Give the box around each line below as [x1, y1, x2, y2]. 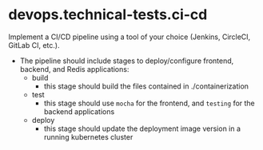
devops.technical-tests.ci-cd [8, 6, 208, 24]
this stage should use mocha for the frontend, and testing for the [43, 98, 256, 108]
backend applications [43, 106, 115, 116]
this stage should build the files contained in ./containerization [43, 81, 249, 91]
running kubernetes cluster [43, 132, 133, 141]
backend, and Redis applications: [19, 64, 130, 73]
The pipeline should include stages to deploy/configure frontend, [19, 56, 234, 65]
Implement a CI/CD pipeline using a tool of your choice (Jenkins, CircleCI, [8, 32, 251, 41]
